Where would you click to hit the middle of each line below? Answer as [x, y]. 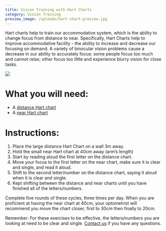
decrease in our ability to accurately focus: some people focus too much [79, 54]
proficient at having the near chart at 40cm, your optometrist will [71, 203]
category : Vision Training [33, 14]
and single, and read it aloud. [42, 167]
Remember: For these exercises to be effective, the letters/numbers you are [82, 218]
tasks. [11, 64]
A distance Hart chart [34, 107]
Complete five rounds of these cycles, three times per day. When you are [80, 198]
